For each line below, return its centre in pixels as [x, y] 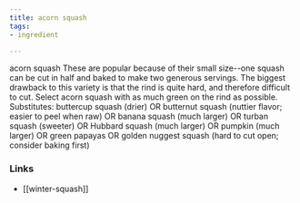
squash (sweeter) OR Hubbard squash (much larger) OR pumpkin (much [145, 126]
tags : [20, 26]
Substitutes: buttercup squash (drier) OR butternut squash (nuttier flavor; [146, 107]
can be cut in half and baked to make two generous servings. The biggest [148, 78]
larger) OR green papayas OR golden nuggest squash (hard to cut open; [144, 136]
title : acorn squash [49, 18]
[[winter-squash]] [55, 188]
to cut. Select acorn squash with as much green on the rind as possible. [144, 97]
